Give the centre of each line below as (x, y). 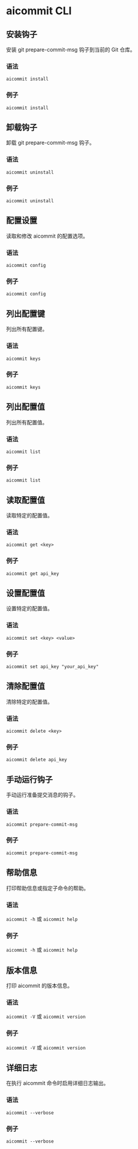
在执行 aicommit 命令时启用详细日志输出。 (57, 1083)
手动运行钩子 (29, 779)
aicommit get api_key (33, 573)
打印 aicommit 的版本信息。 (40, 986)
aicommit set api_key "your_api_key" (52, 667)
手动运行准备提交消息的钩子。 (42, 795)
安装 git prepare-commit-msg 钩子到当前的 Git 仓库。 (71, 50)
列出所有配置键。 (27, 329)
